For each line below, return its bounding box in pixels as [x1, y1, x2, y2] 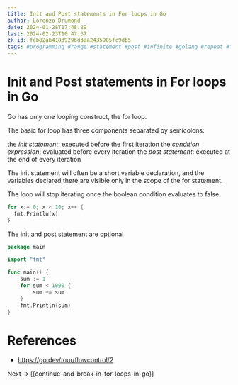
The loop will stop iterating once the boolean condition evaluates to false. [7, 189, 221, 199]
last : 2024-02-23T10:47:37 [7, 30, 87, 38]
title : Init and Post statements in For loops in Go [7, 10, 166, 18]
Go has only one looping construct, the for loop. [7, 112, 147, 121]
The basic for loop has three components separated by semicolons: [7, 125, 205, 135]
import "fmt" [7, 256, 46, 263]
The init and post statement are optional [7, 230, 124, 238]
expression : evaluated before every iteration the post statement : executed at [7, 147, 230, 156]
